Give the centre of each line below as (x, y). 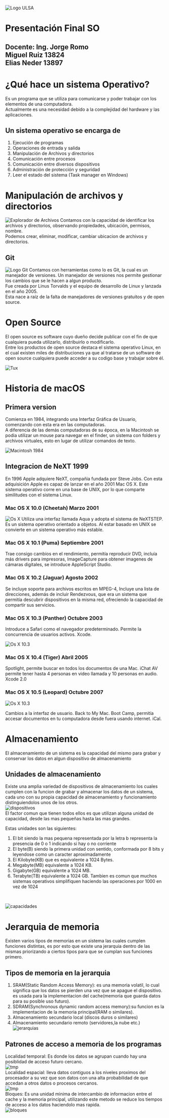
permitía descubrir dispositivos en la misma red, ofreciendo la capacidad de (84, 600)
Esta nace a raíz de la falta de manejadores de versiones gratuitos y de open (85, 297)
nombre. (14, 231)
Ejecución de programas (38, 143)
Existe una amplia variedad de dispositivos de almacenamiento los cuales (81, 786)
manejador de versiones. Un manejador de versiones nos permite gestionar (84, 275)
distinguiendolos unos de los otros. (42, 803)
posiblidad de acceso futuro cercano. (44, 1061)
